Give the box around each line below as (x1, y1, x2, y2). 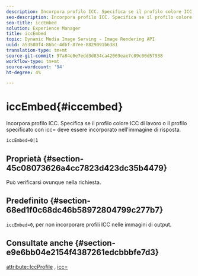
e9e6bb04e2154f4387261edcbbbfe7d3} (6, 248, 159, 258)
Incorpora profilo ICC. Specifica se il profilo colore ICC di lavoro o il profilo (6, 120, 187, 127)
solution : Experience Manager (6, 25, 81, 31)
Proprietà (6, 154, 41, 164)
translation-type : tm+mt (6, 47, 68, 53)
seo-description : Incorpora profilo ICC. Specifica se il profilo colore (6, 14, 193, 20)
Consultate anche (6, 238, 74, 248)
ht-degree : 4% (6, 69, 41, 75)
